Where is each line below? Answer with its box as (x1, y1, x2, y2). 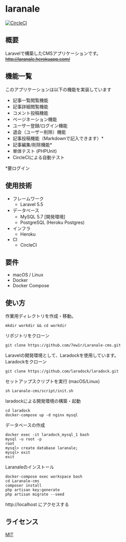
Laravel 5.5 (20, 201, 44, 208)
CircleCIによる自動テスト (12, 154, 65, 160)
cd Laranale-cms (5, 479, 39, 484)
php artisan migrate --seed (5, 492, 65, 497)
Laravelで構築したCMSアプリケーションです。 (5, 50, 101, 56)
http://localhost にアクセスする (5, 501, 69, 507)
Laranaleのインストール (5, 464, 55, 470)
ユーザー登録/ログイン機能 (12, 122, 68, 128)
